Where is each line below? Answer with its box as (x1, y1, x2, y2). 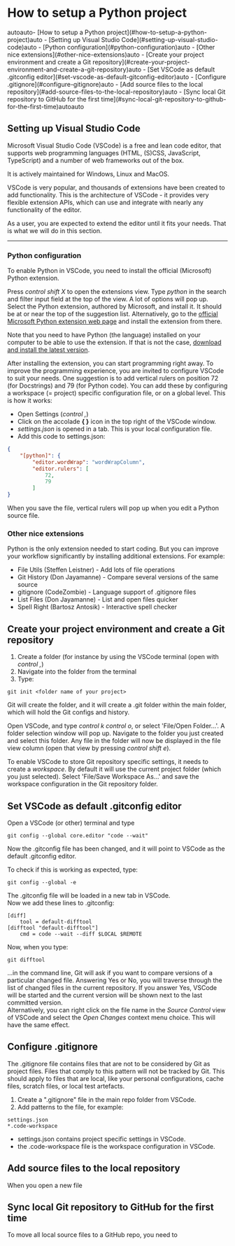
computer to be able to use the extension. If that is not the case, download (7, 338, 222, 347)
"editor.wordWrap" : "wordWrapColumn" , (32, 458, 145, 466)
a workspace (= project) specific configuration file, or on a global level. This (7, 389, 226, 397)
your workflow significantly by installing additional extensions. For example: (7, 552, 225, 560)
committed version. (7, 998, 63, 1007)
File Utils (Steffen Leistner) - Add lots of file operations (17, 565, 176, 574)
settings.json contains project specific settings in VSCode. (17, 1135, 186, 1143)
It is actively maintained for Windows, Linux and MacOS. (7, 169, 170, 178)
